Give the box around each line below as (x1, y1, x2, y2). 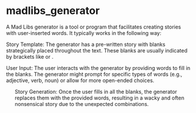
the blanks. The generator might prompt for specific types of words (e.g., (6, 70, 183, 77)
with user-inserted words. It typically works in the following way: (6, 29, 162, 36)
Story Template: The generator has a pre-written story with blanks (6, 41, 166, 48)
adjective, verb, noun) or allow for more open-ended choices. (6, 77, 154, 84)
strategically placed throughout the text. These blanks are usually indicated (6, 47, 188, 54)
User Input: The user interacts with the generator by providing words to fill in (6, 64, 191, 71)
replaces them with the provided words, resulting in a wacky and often (14, 94, 184, 101)
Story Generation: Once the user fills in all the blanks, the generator (14, 88, 177, 95)
